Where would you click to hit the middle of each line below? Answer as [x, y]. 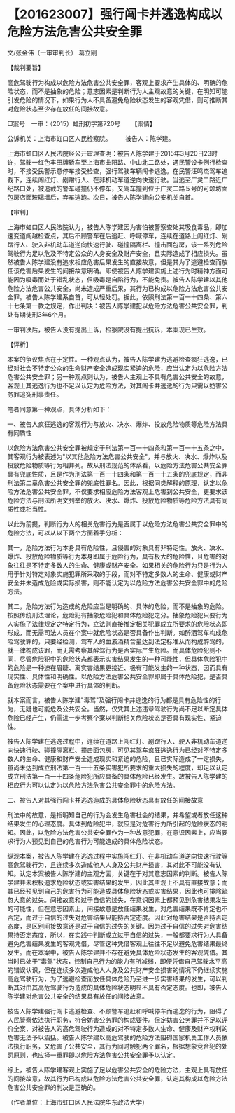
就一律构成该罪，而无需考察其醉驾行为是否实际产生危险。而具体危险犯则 [111, 650]
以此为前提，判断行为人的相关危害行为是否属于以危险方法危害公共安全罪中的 [117, 524]
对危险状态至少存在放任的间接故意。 [59, 109]
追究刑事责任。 [41, 394]
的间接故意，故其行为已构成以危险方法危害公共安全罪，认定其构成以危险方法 [117, 1078]
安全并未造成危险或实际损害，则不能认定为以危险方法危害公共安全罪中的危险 [117, 582]
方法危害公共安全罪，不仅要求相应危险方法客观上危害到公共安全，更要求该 [120, 491]
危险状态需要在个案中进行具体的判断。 [68, 685]
